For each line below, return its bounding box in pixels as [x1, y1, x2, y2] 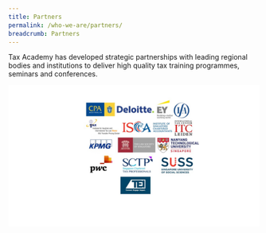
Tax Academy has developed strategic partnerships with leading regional [8, 52, 248, 62]
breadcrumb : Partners [8, 29, 80, 37]
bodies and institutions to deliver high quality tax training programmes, [8, 60, 241, 71]
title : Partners [8, 13, 62, 21]
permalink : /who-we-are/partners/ [8, 21, 123, 29]
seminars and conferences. [8, 69, 98, 79]
